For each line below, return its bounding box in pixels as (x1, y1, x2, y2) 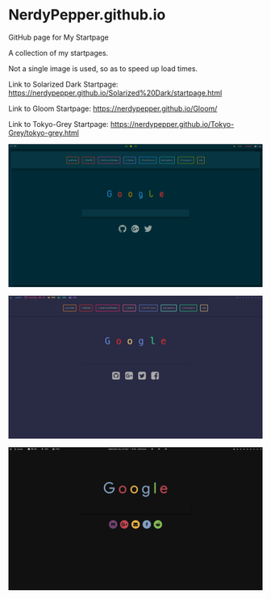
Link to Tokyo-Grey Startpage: (8, 119, 109, 129)
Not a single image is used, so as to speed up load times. (8, 63, 198, 74)
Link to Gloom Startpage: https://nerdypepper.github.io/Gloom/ (8, 103, 218, 113)
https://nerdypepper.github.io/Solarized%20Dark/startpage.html (8, 87, 223, 98)
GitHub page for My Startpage (8, 32, 109, 42)
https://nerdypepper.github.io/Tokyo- (110, 119, 235, 129)
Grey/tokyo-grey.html (8, 128, 79, 137)
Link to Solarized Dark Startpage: (8, 79, 119, 89)
